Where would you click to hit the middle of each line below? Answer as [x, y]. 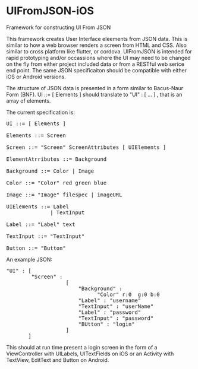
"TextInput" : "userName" [116, 306]
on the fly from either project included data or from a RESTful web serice [95, 64]
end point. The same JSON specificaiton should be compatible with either [97, 70]
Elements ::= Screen [36, 135]
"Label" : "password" [110, 312]
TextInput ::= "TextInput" [45, 236]
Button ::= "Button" [36, 248]
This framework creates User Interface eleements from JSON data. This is [97, 39]
